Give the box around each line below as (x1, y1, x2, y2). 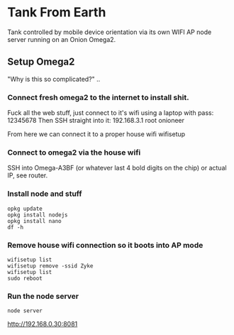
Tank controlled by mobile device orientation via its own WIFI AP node (7, 28, 212, 36)
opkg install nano (7, 217, 62, 224)
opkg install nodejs (7, 211, 69, 219)
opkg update (7, 205, 43, 212)
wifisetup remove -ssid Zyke (7, 262, 94, 270)
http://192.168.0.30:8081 (7, 320, 78, 329)
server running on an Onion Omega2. (7, 35, 116, 43)
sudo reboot (7, 275, 43, 282)
